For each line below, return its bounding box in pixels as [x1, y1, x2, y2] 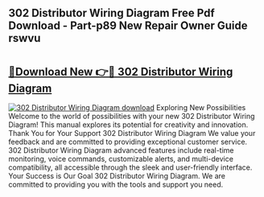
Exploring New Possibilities [155, 103, 246, 112]
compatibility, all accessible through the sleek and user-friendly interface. [8, 162, 253, 172]
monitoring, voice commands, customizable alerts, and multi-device [8, 154, 233, 163]
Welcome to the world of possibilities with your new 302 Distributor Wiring [8, 112, 255, 121]
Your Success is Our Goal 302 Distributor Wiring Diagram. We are [8, 171, 225, 180]
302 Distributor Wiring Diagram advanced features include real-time [8, 146, 235, 155]
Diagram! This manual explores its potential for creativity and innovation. [8, 120, 249, 129]
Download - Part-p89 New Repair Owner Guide [8, 19, 248, 33]
